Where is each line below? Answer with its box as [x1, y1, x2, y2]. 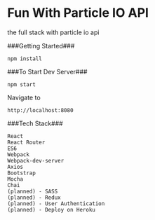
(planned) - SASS [7, 188, 58, 195]
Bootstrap [7, 170, 36, 177]
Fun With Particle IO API [7, 5, 149, 21]
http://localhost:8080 [7, 106, 74, 114]
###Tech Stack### [7, 119, 63, 128]
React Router [7, 139, 46, 146]
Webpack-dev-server [7, 157, 65, 164]
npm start [7, 81, 36, 88]
